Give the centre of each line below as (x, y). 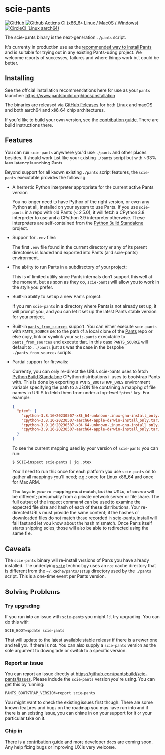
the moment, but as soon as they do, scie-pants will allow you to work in (85, 282)
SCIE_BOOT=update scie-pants (35, 631)
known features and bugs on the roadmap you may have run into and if (77, 708)
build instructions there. (29, 125)
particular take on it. (25, 718)
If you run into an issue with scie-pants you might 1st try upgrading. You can (82, 617)
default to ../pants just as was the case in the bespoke (68, 347)
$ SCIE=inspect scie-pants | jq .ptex (52, 462)
